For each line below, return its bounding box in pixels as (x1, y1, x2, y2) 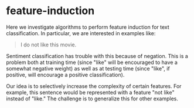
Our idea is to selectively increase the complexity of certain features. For (6, 82, 182, 89)
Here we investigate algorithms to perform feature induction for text (6, 23, 170, 31)
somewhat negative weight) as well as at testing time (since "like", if (6, 65, 170, 72)
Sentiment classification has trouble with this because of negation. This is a (6, 52, 189, 59)
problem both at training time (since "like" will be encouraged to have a (6, 59, 178, 66)
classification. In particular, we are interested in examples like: (6, 29, 156, 36)
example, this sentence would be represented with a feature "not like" (6, 89, 175, 96)
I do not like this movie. (20, 41, 77, 48)
